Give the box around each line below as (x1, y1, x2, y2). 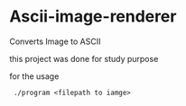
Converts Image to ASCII (9, 36, 101, 47)
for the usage (9, 70, 60, 82)
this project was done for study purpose (9, 53, 159, 64)
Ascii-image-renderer (9, 6, 177, 27)
